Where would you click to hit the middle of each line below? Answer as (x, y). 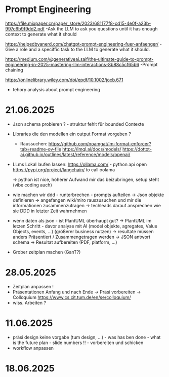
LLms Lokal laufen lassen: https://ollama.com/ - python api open (80, 164)
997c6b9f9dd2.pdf (25, 28)
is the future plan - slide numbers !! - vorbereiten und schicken (78, 343)
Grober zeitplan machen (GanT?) (47, 252)
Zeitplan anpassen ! (33, 286)
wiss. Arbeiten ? (29, 303)
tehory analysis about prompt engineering (56, 89)
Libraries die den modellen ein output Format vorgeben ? (72, 134)
